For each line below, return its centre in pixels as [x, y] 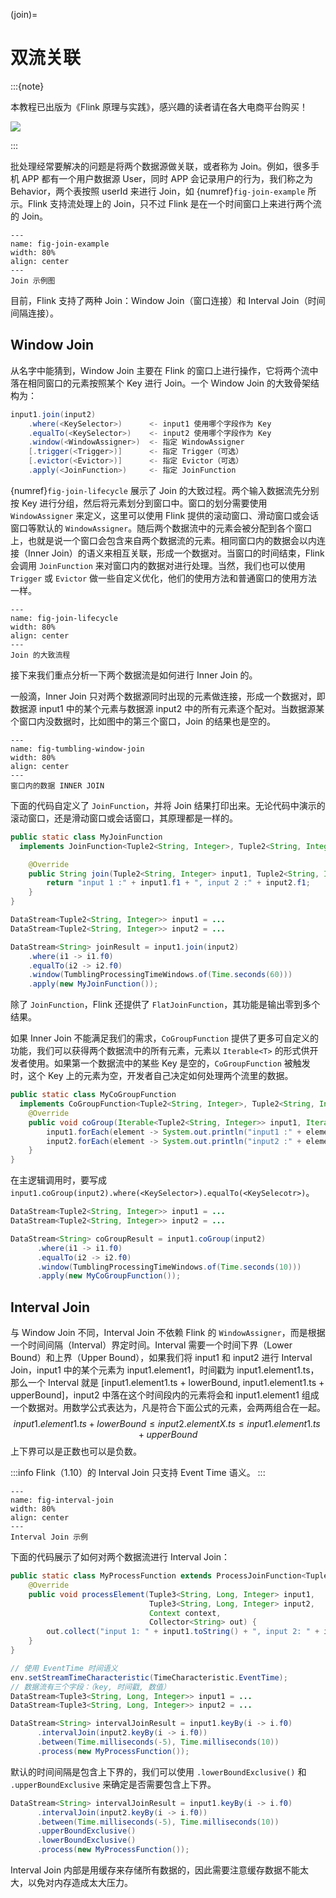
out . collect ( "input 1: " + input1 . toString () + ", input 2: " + [183, 1632]
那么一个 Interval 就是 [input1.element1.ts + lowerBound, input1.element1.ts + [167, 1383]
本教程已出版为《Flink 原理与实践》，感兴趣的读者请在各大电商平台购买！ [159, 106]
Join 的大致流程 [40, 655]
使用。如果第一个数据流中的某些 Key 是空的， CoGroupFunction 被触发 [169, 1063]
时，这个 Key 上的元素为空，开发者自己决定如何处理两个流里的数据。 [152, 1076]
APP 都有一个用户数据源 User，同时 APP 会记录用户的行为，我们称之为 [167, 178]
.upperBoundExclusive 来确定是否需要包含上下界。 [113, 1784]
